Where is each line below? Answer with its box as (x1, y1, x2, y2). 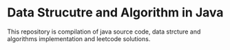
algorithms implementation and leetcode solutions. (7, 34, 151, 42)
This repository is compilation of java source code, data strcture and (7, 27, 201, 36)
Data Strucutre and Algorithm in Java (7, 5, 224, 21)
